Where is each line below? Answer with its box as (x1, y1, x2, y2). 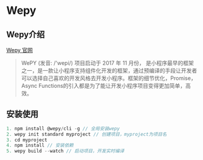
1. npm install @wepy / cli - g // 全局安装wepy (6, 125, 120, 132)
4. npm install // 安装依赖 (6, 142, 74, 148)
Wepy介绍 (6, 29, 45, 39)
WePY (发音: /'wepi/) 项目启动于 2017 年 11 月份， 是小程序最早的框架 (21, 59, 194, 67)
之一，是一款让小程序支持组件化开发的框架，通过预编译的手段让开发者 (21, 67, 198, 74)
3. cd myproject (6, 137, 47, 143)
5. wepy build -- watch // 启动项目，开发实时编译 (6, 148, 125, 155)
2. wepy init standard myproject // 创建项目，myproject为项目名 (6, 131, 167, 137)
